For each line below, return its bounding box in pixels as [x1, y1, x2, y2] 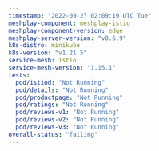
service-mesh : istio [8, 57, 78, 65]
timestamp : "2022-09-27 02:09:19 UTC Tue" [8, 11, 152, 20]
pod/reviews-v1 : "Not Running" [15, 109, 120, 117]
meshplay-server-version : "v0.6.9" [8, 34, 127, 42]
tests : [8, 71, 30, 79]
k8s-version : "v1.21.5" [8, 49, 88, 57]
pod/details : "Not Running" [15, 85, 109, 94]
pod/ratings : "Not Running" [15, 101, 109, 109]
